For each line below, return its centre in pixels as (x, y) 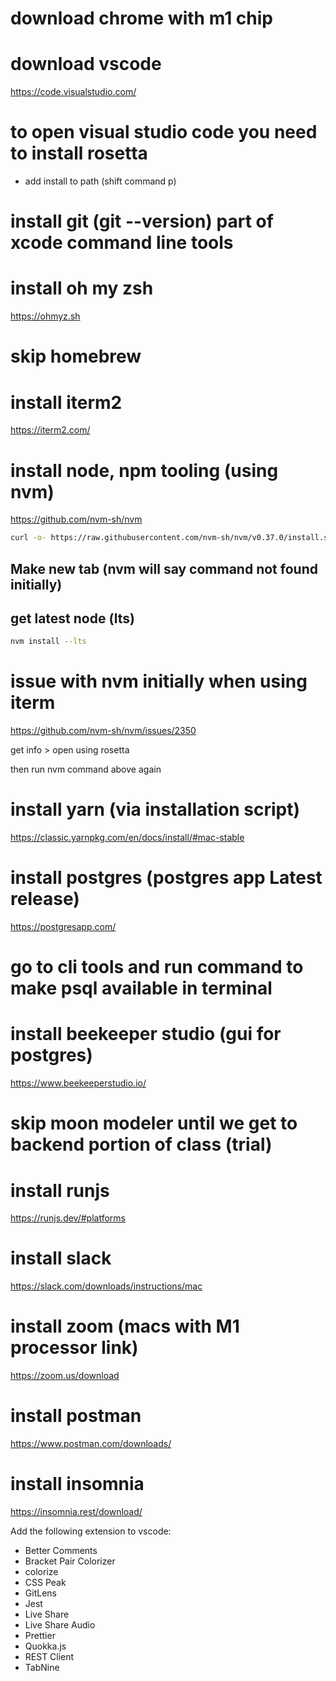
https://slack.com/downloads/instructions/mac (106, 1286)
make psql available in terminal (141, 988)
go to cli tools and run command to (157, 967)
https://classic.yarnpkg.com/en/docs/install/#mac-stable (127, 838)
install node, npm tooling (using (144, 470)
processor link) (74, 1348)
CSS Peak (45, 1583)
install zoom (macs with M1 (125, 1326)
